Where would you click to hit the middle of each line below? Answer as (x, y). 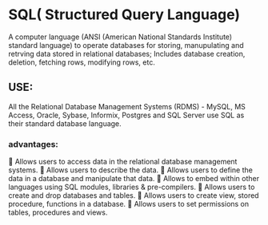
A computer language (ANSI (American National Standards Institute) (120, 37)
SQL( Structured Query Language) (124, 15)
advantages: (33, 144)
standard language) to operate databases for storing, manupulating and (126, 45)
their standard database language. (65, 123)
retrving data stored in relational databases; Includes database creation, (127, 53)
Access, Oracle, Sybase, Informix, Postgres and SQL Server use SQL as (126, 115)
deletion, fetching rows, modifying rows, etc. (82, 62)
